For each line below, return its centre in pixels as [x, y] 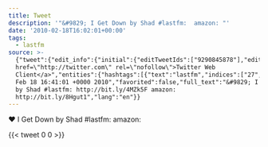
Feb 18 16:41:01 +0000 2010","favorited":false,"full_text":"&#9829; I [137, 82]
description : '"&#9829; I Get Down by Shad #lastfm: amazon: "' [119, 23]
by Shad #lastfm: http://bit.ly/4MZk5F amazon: [96, 89]
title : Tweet [30, 15]
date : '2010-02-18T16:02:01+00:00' [67, 30]
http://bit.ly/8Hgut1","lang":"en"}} [78, 97]
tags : [17, 38]
